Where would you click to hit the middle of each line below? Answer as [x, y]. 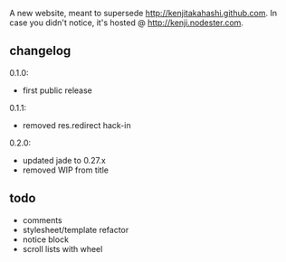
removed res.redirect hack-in [76, 125]
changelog [40, 51]
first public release [57, 90]
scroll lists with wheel [62, 248]
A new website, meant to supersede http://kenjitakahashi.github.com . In [143, 13]
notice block [46, 239]
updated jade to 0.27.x [64, 160]
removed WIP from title [66, 170]
